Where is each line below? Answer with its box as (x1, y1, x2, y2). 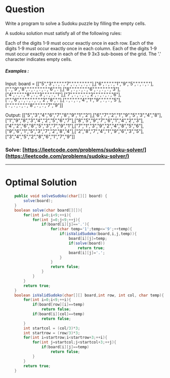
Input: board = (5, 80, 35, 87)
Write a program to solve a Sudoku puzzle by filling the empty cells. (5, 20, 146, 26)
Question (5, 4, 45, 15)
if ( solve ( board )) (68, 240, 105, 246)
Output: (5, 112, 21, 118)
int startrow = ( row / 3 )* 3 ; (23, 330, 80, 335)
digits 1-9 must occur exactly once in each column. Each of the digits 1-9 (5, 45, 157, 51)
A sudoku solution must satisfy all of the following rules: (5, 30, 122, 36)
